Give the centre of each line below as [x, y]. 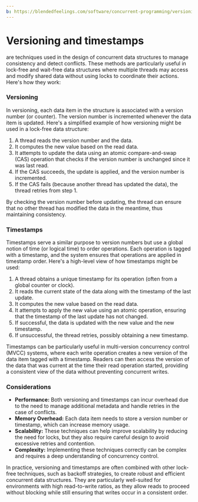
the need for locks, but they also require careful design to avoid [92, 437]
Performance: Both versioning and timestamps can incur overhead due [101, 400]
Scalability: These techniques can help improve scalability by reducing [101, 431]
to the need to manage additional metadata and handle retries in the [97, 406]
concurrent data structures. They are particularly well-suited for [83, 480]
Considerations [29, 387]
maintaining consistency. [36, 214]
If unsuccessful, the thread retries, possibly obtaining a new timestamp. [102, 335]
